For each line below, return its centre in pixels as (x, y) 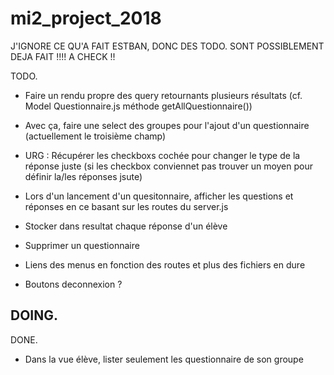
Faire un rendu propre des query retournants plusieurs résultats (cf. (163, 95)
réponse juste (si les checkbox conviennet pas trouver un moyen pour (168, 166)
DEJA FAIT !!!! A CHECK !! (63, 56)
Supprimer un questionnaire (82, 245)
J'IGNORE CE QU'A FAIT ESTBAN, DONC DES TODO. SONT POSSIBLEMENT (167, 46)
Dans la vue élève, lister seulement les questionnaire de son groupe (164, 359)
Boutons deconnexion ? (73, 284)
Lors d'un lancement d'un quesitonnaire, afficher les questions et (159, 196)
